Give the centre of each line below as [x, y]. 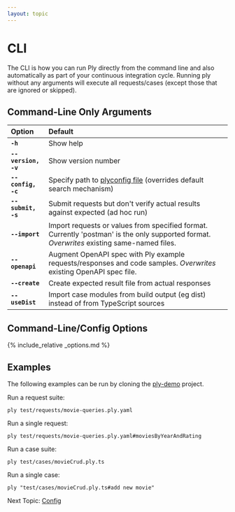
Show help [66, 143]
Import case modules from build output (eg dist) [127, 294]
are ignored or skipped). [42, 90]
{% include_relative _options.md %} [59, 345]
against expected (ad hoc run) [98, 213]
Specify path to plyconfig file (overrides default [126, 180]
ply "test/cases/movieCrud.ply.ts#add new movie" [81, 488]
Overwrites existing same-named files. [113, 243]
